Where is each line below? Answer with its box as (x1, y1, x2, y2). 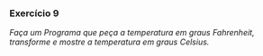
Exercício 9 (9, 7, 59, 20)
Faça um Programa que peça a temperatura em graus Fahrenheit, (9, 28, 255, 38)
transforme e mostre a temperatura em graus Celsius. (9, 36, 210, 47)
